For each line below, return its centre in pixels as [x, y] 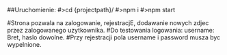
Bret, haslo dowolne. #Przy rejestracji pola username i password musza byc [114, 37]
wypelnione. [24, 44]
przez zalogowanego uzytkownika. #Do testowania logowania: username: [111, 30]
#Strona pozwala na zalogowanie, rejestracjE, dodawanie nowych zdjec [108, 23]
